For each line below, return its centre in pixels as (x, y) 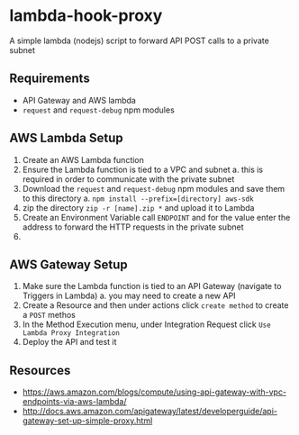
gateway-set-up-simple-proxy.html (87, 421)
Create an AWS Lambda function (83, 159)
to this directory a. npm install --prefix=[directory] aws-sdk (138, 198)
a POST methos (49, 315)
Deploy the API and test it (69, 342)
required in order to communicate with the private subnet (128, 179)
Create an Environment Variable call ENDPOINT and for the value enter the (156, 217)
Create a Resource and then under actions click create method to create (155, 305)
